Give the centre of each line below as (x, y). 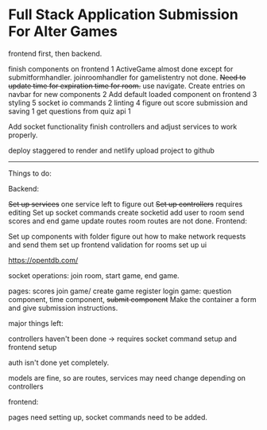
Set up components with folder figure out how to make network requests (127, 236)
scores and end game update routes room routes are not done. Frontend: (128, 221)
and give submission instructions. (63, 308)
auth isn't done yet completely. (59, 362)
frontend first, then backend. (55, 53)
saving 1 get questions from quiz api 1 (70, 111)
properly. (23, 135)
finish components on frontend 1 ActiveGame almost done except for (121, 68)
